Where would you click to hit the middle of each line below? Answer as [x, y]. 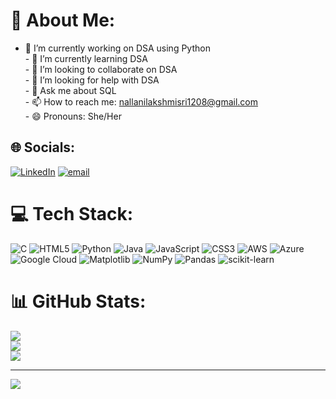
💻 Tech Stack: [72, 213]
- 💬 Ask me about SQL [70, 90]
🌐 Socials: [43, 147]
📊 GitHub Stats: [78, 301]
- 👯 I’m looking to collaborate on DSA [101, 69]
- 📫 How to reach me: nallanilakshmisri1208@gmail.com [141, 101]
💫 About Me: [63, 20]
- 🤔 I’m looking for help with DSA [92, 80]
